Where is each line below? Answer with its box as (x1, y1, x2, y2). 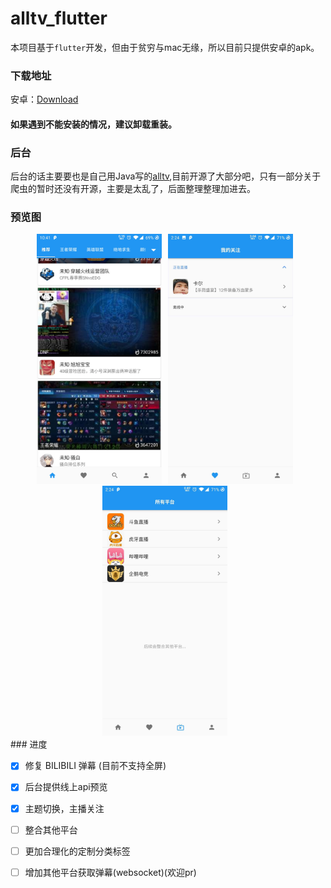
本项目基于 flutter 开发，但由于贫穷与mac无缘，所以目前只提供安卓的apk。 (10, 41, 320, 53)
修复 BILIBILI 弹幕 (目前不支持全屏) (24, 760, 167, 772)
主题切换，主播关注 (24, 802, 105, 814)
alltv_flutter (10, 7, 108, 30)
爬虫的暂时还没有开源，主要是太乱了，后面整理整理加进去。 (10, 183, 256, 195)
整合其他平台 (24, 823, 78, 836)
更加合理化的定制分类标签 (24, 845, 131, 857)
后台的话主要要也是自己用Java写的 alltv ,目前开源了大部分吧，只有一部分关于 (10, 170, 322, 182)
